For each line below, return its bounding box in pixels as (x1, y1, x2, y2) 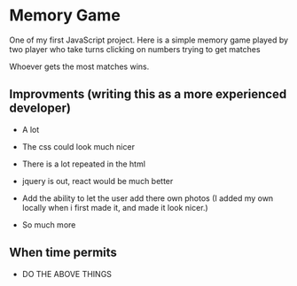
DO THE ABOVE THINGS (21, 268, 113, 279)
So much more (21, 219, 76, 230)
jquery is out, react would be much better (21, 175, 174, 186)
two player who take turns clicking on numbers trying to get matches (9, 43, 261, 54)
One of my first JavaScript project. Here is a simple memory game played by (9, 35, 289, 45)
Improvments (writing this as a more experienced (9, 87, 287, 102)
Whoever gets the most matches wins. (9, 61, 150, 72)
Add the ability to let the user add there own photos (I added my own (21, 192, 274, 204)
